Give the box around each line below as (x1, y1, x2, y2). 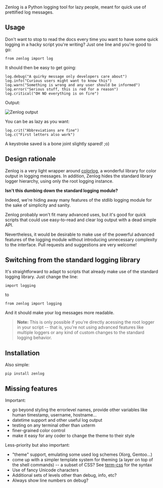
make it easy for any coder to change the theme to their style (12, 433, 135, 439)
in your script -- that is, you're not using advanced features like (17, 324, 144, 330)
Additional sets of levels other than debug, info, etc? (12, 472, 117, 478)
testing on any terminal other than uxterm (12, 422, 96, 428)
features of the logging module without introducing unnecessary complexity (5, 236, 157, 243)
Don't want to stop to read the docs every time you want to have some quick (5, 36, 158, 42)
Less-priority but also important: (5, 442, 70, 448)
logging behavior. (17, 335, 52, 340)
